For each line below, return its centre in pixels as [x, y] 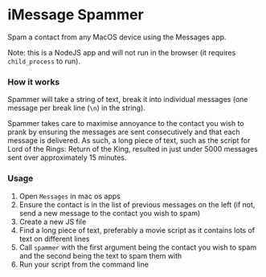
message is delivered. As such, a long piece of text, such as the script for [129, 141]
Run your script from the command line [84, 264]
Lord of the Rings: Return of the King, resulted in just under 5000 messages [133, 149]
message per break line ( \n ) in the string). [77, 108]
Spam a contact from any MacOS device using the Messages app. [117, 37]
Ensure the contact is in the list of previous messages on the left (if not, [137, 204]
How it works [34, 82]
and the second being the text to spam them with [100, 255]
